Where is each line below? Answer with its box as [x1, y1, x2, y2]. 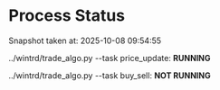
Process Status [8, 5, 126, 26]
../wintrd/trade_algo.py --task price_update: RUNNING [8, 52, 211, 63]
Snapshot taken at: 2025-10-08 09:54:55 [8, 35, 162, 46]
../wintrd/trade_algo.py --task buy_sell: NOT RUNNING [8, 69, 211, 81]
